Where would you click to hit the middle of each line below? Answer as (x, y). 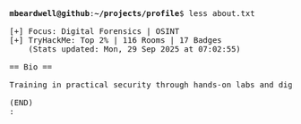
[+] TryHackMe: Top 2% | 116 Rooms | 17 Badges (116, 40)
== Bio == (30, 67)
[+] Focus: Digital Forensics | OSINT (95, 31)
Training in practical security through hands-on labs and (142, 85)
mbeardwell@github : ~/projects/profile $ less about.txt (132, 13)
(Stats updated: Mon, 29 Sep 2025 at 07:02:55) (135, 49)
